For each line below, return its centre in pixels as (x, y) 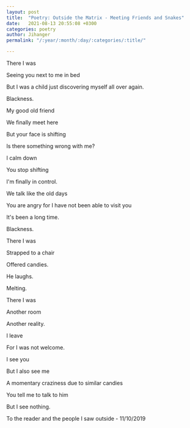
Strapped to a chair (31, 253)
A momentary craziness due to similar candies (65, 383)
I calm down (22, 158)
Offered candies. (27, 264)
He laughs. (20, 276)
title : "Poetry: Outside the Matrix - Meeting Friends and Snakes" (95, 18)
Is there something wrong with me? (51, 146)
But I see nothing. (28, 407)
